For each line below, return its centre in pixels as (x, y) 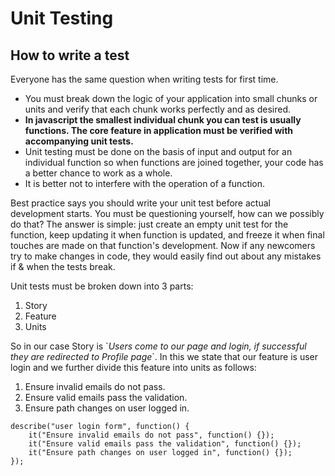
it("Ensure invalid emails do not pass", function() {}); (151, 435)
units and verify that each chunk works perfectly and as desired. (158, 109)
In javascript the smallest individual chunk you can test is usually (163, 120)
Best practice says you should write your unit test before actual (140, 203)
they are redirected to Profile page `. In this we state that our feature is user (164, 356)
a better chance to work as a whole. (98, 173)
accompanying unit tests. (79, 141)
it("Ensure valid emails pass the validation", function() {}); (165, 444)
